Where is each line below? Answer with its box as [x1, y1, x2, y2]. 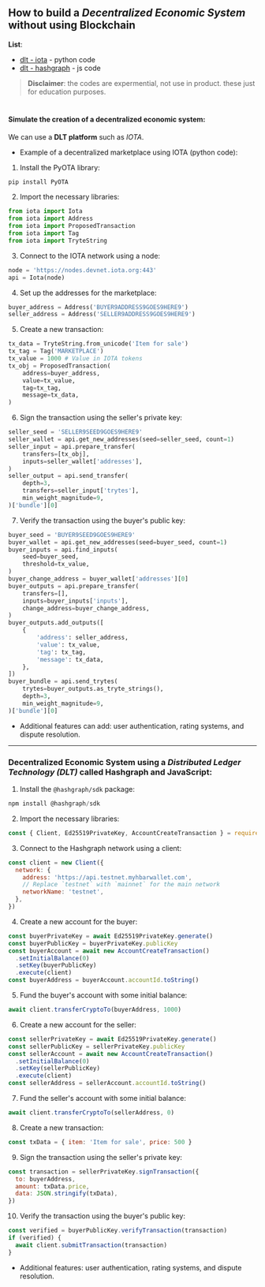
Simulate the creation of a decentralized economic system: [8, 114, 206, 124]
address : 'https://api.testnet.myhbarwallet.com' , [22, 873, 192, 882]
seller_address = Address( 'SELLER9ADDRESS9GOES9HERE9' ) [8, 311, 196, 319]
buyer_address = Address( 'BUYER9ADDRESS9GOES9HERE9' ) [8, 303, 189, 311]
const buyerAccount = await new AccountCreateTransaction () [8, 946, 211, 955]
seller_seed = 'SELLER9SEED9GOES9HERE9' [8, 428, 144, 436]
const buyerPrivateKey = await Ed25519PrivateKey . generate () [8, 932, 214, 940]
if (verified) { [8, 1234, 62, 1242]
